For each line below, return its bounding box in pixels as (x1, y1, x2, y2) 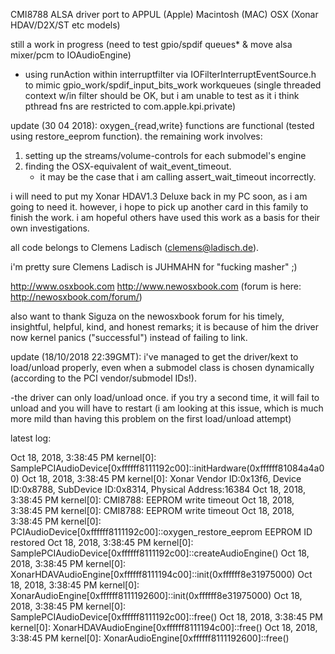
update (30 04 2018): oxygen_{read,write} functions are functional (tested (10, 120, 315, 131)
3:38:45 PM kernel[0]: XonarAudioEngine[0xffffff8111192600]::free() (10, 632, 290, 644)
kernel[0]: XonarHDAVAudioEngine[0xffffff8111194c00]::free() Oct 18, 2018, (10, 622, 318, 633)
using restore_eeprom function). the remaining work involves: (10, 130, 263, 142)
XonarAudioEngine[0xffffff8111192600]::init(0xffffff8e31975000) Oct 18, (10, 590, 303, 601)
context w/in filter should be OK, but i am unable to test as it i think (24, 90, 300, 101)
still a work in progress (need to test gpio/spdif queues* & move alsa (10, 39, 293, 50)
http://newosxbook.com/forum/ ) (10, 291, 143, 303)
